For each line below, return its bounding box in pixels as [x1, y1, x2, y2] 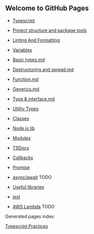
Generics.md [12, 86, 39, 92]
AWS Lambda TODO [12, 203, 55, 209]
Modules [12, 135, 31, 141]
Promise [12, 164, 30, 170]
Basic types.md [12, 57, 45, 63]
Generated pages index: [5, 213, 55, 219]
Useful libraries [12, 184, 44, 190]
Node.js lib [12, 125, 35, 131]
